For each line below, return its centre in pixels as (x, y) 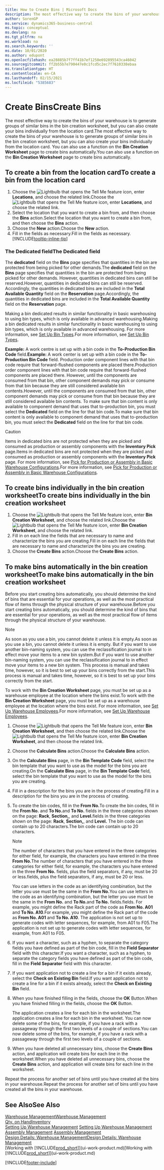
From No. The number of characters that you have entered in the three (82, 861)
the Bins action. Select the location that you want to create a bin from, (82, 218)
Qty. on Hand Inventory (28, 1122)
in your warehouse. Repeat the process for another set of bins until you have (82, 1084)
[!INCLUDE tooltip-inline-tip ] (40, 239)
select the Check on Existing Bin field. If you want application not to (80, 978)
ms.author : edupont (25, 55)
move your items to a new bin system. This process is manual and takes (77, 665)
